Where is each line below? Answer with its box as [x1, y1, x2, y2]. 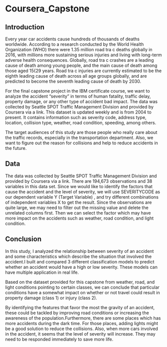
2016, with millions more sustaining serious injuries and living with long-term [5, 52, 162, 58]
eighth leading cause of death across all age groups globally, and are [5, 73, 147, 79]
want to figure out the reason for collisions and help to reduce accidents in [5, 140, 159, 146]
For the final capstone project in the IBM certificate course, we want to [5, 88, 151, 94]
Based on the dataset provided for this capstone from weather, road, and [5, 279, 155, 285]
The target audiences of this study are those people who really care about [5, 129, 158, 135]
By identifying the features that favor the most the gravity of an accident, [5, 304, 155, 310]
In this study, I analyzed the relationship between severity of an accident [5, 248, 154, 254]
